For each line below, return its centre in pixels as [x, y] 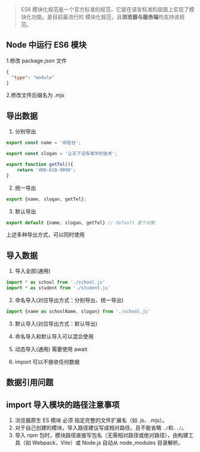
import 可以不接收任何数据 [47, 362]
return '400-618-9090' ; [47, 170]
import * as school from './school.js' [56, 283]
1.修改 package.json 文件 [36, 60]
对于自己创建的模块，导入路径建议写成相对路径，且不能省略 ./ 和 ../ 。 [101, 428]
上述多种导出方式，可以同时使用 [45, 235]
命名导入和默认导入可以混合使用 [54, 336]
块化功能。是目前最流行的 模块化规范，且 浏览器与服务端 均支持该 [100, 17]
